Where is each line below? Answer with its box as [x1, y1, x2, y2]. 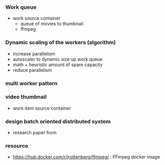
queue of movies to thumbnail [20, 20, 84, 27]
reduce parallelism [12, 67, 52, 73]
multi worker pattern [5, 79, 58, 87]
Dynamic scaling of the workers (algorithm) [5, 39, 116, 46]
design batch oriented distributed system [5, 118, 111, 125]
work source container [12, 15, 60, 22]
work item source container [12, 105, 71, 111]
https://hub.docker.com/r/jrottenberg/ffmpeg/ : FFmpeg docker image [12, 154, 160, 160]
